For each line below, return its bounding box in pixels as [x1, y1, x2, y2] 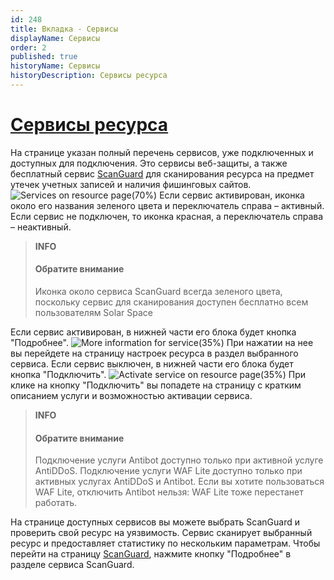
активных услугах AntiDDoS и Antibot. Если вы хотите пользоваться [34, 476, 325, 488]
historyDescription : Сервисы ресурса [10, 71, 168, 81]
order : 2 [10, 42, 47, 53]
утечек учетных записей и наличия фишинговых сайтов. [10, 178, 252, 190]
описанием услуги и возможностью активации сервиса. [10, 390, 253, 402]
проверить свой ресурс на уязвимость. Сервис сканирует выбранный [10, 527, 313, 539]
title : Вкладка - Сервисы [10, 24, 118, 34]
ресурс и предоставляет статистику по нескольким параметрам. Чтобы [10, 537, 321, 550]
